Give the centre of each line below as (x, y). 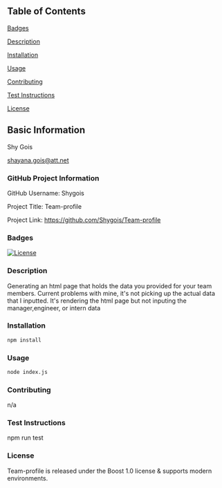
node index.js (28, 372)
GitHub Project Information (53, 178)
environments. (28, 478)
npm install (24, 340)
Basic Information (46, 130)
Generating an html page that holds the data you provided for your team (110, 285)
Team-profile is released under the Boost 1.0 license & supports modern (110, 471)
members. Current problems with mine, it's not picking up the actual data (111, 293)
